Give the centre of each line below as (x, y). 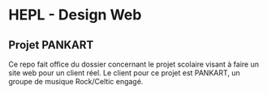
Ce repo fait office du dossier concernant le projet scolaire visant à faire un (134, 64)
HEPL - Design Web (75, 15)
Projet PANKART (51, 45)
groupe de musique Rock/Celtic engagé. (76, 81)
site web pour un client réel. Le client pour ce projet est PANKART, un (125, 73)
